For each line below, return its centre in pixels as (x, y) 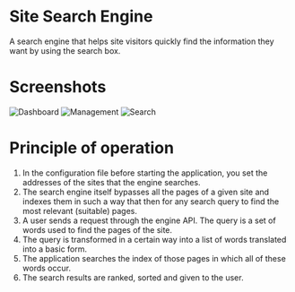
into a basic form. (55, 249)
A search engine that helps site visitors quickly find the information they (142, 41)
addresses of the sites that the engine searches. (111, 182)
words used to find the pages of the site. (97, 229)
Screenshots (58, 87)
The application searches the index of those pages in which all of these (154, 258)
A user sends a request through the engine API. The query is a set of (149, 220)
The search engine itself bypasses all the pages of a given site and (146, 192)
